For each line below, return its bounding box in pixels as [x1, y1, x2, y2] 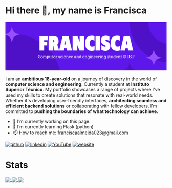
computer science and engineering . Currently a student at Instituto [5, 81, 149, 87]
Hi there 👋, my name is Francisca [5, 5, 147, 16]
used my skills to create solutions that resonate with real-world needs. [5, 92, 154, 98]
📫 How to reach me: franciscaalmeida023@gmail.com [12, 129, 128, 136]
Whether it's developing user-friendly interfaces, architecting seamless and [5, 98, 167, 104]
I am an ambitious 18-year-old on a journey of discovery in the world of [5, 76, 157, 82]
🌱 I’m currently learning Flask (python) [12, 124, 94, 130]
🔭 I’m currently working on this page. [12, 118, 91, 125]
